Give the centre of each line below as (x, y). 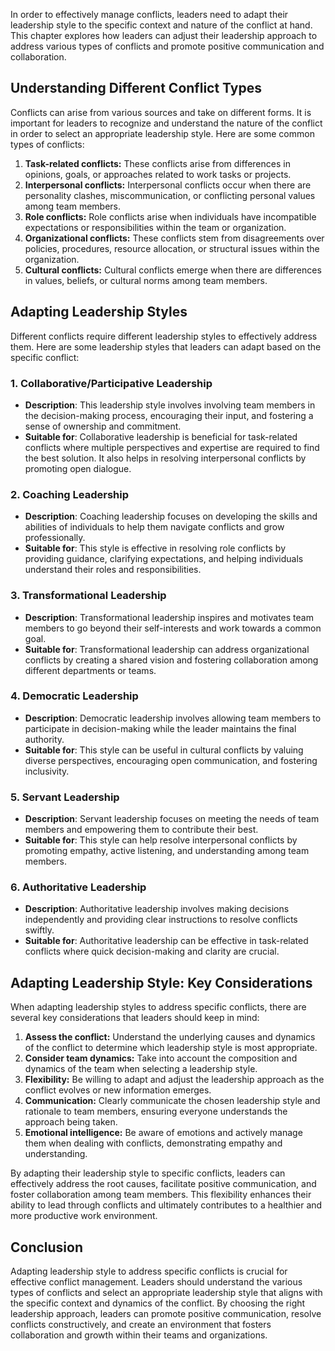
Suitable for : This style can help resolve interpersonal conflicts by (161, 840)
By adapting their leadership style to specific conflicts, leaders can (148, 1173)
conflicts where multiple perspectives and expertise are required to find (172, 447)
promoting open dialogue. (78, 468)
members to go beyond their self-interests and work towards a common (173, 628)
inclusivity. (47, 771)
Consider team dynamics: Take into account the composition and (161, 1058)
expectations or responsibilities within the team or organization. (155, 227)
